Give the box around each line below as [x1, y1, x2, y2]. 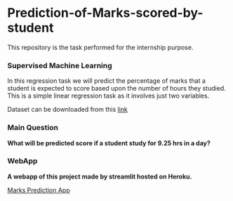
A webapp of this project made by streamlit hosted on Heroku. [7, 172, 192, 181]
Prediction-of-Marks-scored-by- [7, 5, 204, 21]
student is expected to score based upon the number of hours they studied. [7, 84, 226, 93]
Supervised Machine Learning [7, 60, 112, 70]
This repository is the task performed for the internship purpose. [7, 43, 194, 51]
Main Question [7, 123, 58, 133]
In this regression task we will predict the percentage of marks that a [7, 77, 206, 85]
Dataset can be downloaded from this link [7, 105, 128, 114]
